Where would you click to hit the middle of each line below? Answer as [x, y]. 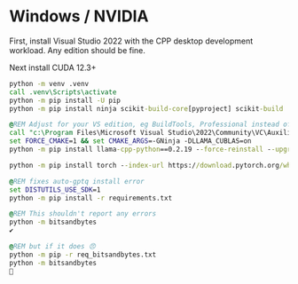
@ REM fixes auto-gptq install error [77, 181]
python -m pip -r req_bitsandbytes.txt [83, 255]
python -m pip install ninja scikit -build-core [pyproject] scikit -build [146, 108]
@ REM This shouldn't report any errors [83, 214]
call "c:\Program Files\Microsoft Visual [87, 133]
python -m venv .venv [49, 83]
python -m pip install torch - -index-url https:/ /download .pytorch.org [144, 165]
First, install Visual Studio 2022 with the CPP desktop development [131, 41]
